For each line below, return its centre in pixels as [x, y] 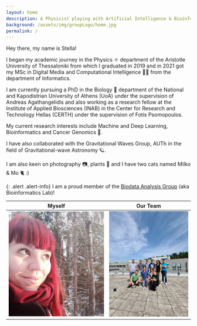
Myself [57, 206]
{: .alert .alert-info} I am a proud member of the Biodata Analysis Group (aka [98, 186]
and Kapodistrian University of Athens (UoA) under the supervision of [90, 96]
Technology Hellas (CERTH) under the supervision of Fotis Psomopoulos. [94, 115]
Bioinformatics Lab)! [30, 193]
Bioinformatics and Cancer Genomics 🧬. [54, 133]
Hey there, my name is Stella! [41, 48]
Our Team [149, 206]
